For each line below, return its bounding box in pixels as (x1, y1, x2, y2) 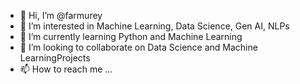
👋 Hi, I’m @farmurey (19, 10, 103, 21)
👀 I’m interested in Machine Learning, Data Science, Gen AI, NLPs (19, 20, 290, 32)
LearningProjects (19, 52, 91, 64)
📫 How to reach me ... (19, 63, 113, 75)
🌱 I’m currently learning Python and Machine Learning (19, 31, 243, 42)
